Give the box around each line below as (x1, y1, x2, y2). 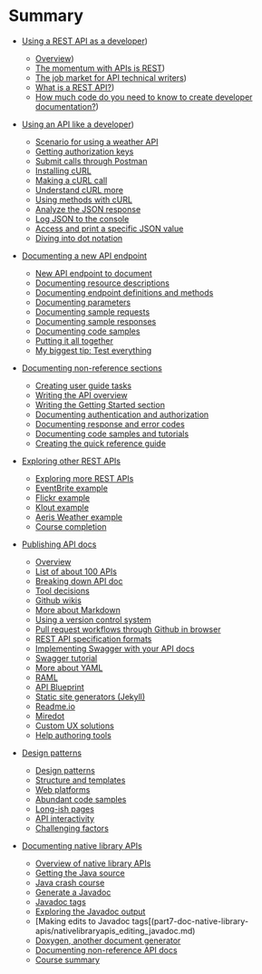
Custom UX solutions (34, 720, 114, 731)
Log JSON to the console (34, 213, 130, 224)
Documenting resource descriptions (34, 278, 170, 288)
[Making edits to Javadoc (34, 915, 131, 926)
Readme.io (34, 700, 76, 712)
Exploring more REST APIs (34, 472, 134, 483)
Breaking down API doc (34, 575, 123, 586)
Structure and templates (34, 774, 126, 785)
